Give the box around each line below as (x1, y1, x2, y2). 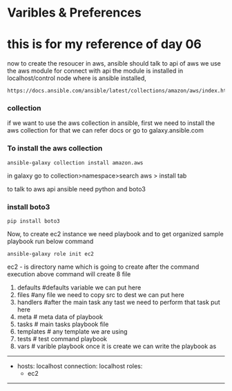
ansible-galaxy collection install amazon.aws (7, 159, 144, 166)
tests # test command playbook (17, 335, 108, 343)
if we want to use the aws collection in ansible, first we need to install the (7, 119, 215, 127)
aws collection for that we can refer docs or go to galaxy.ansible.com (7, 126, 204, 135)
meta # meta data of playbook (17, 313, 104, 321)
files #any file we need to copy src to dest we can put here (17, 291, 184, 299)
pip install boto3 (7, 218, 60, 225)
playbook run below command (7, 237, 94, 246)
